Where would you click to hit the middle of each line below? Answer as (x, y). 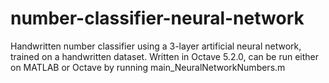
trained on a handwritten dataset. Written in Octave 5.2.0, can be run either (165, 56)
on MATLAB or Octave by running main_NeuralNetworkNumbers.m (148, 67)
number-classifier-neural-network (157, 18)
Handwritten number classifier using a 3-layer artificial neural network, (156, 46)
